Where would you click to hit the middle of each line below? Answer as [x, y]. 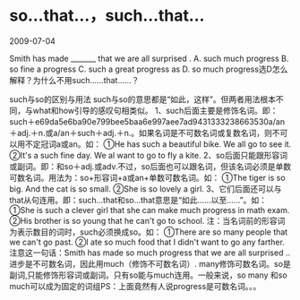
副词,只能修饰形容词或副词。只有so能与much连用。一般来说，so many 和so [149, 275]
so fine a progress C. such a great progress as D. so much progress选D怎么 [149, 69]
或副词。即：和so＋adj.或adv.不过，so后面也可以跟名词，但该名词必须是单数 [150, 166]
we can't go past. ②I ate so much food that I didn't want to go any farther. [147, 242]
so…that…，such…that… [107, 16]
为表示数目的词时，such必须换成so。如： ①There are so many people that [149, 232]
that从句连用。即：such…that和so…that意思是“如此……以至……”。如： [138, 200]
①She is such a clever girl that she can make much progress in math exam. [150, 210]
